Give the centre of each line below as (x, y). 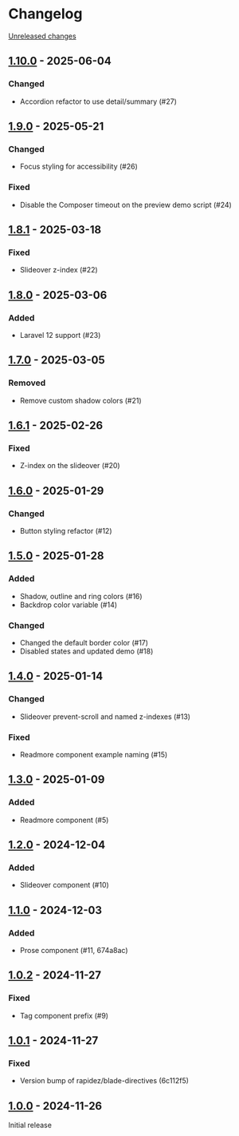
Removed (27, 383)
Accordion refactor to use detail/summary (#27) (98, 101)
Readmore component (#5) (64, 820)
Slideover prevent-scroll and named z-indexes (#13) (105, 717)
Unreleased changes (43, 36)
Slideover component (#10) (64, 885)
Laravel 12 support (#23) (60, 335)
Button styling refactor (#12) (66, 531)
